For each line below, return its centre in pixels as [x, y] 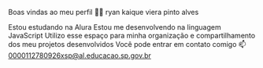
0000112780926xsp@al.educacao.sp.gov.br [80, 55]
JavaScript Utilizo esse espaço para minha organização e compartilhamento [132, 36]
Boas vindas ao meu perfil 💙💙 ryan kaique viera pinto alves [104, 12]
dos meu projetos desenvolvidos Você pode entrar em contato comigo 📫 [127, 44]
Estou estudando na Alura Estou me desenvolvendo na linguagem [115, 27]
